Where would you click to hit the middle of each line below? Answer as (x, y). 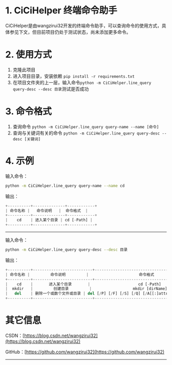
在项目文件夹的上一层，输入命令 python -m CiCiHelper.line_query (82, 82)
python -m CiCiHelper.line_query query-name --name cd (65, 186)
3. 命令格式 (29, 112)
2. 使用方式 (29, 55)
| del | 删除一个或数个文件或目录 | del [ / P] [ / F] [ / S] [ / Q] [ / (76, 294)
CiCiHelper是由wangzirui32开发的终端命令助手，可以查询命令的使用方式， (84, 26)
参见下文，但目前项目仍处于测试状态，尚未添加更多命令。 (70, 32)
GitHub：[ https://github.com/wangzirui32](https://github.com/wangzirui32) (85, 352)
